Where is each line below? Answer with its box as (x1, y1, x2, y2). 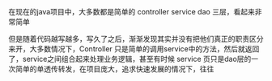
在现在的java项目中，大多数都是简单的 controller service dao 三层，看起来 (8, 7, 255, 16)
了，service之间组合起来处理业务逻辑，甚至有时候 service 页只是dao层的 (8, 55, 252, 63)
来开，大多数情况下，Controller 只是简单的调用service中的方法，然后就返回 (8, 44, 260, 54)
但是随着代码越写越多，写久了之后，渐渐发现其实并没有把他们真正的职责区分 (8, 34, 264, 43)
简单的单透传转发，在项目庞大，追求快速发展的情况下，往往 (15, 64, 215, 74)
